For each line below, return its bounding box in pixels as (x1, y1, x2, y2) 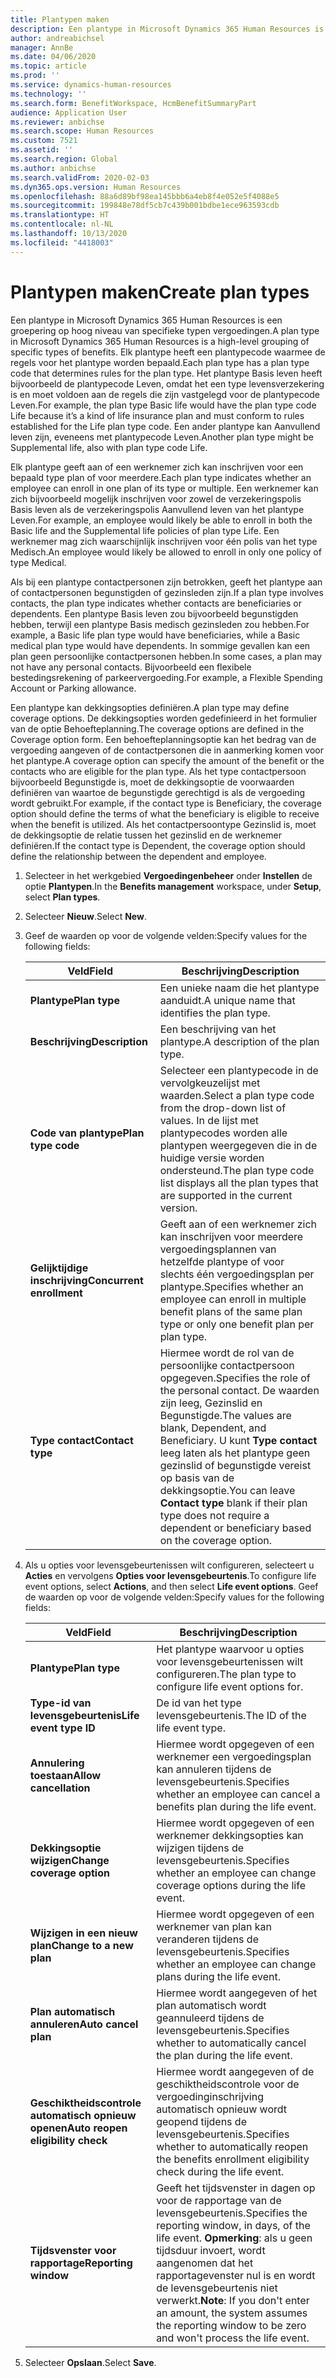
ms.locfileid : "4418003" (10, 237, 114, 248)
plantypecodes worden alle (159, 1126, 288, 1140)
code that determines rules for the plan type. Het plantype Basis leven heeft (10, 367, 323, 379)
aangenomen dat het (156, 2256, 254, 2270)
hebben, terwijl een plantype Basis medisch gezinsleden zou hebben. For (10, 618, 310, 630)
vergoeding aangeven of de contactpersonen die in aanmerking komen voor (10, 744, 324, 756)
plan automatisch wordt (156, 1998, 267, 2012)
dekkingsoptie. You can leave (159, 1483, 296, 1497)
